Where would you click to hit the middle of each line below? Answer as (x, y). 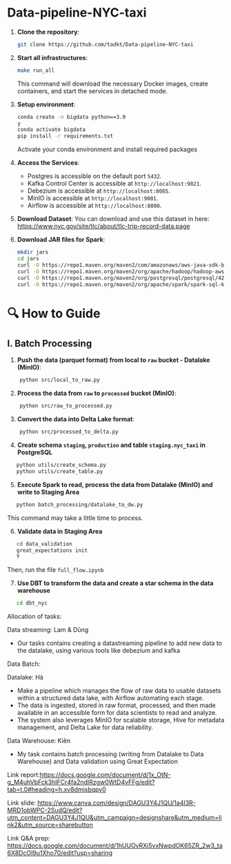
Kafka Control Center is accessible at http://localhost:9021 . (114, 184)
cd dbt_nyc (32, 603)
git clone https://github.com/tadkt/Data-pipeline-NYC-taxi (105, 44)
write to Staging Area (48, 492)
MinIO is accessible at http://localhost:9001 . (93, 198)
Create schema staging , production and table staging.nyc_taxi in (111, 445)
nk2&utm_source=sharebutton (50, 825)
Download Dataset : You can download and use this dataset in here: (113, 219)
